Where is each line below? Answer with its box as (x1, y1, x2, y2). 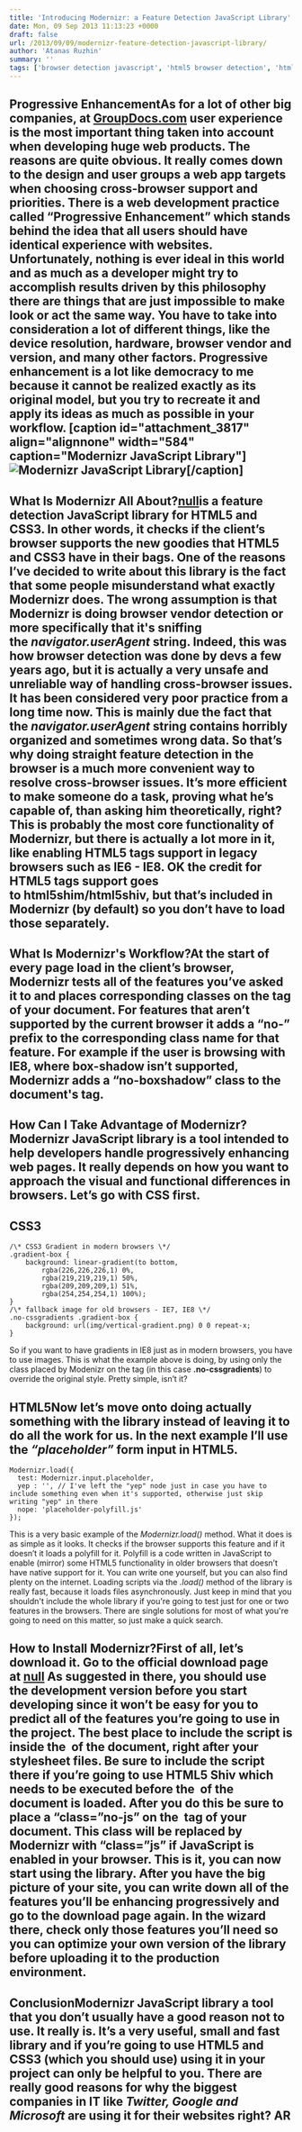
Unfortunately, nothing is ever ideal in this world (9, 251, 285, 267)
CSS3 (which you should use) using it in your (9, 2051, 266, 2067)
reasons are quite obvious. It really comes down (9, 153, 283, 168)
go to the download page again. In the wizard (9, 1909, 267, 1924)
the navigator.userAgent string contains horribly (9, 718, 288, 734)
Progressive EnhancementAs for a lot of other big (9, 96, 292, 113)
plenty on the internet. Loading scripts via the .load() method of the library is (9, 1577, 293, 1588)
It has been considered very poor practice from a (9, 690, 289, 705)
